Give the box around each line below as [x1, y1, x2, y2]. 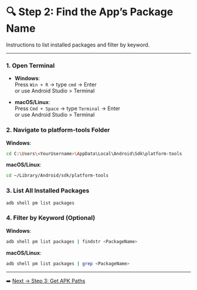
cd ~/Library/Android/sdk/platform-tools [6, 172, 109, 179]
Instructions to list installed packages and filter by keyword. [6, 41, 150, 48]
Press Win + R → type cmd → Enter [14, 81, 97, 88]
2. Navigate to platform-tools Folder [6, 126, 110, 134]
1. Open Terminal [6, 61, 55, 69]
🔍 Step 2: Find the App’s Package [6, 5, 174, 19]
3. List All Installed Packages [6, 186, 90, 195]
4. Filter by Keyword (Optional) [6, 214, 96, 222]
